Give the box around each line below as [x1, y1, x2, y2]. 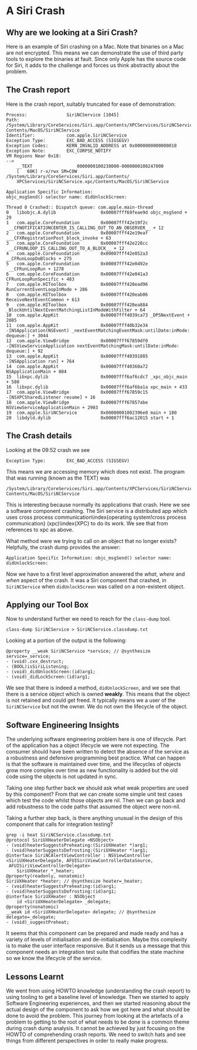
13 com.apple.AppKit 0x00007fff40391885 [6, 353, 148, 359]
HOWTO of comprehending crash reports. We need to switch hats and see [6, 1031, 186, 1038]
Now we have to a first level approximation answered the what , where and [6, 570, 185, 578]
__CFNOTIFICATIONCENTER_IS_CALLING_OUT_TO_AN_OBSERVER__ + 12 [8, 225, 164, 231]
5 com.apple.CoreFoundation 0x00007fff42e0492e [6, 261, 148, 266]
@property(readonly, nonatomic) [6, 873, 85, 879]
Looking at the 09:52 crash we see [6, 446, 90, 453]
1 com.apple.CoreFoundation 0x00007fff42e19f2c [6, 220, 148, 225]
